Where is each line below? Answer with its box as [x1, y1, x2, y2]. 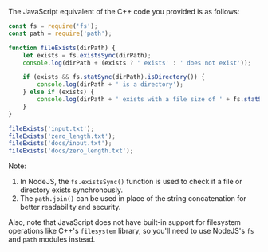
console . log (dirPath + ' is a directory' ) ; [37, 81, 183, 89]
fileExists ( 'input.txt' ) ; [8, 124, 94, 132]
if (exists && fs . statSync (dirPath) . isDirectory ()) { [22, 73, 205, 81]
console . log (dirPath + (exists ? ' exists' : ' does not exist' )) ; [22, 59, 251, 67]
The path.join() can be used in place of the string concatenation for [19, 194, 247, 203]
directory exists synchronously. [19, 185, 124, 195]
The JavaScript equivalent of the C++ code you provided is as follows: [8, 7, 240, 16]
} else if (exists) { [22, 88, 94, 96]
